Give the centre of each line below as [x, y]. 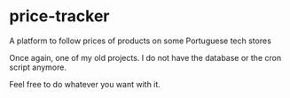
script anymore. [38, 67]
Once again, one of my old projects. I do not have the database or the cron [145, 57]
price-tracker [59, 16]
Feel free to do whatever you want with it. [85, 84]
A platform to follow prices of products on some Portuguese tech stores [141, 41]
